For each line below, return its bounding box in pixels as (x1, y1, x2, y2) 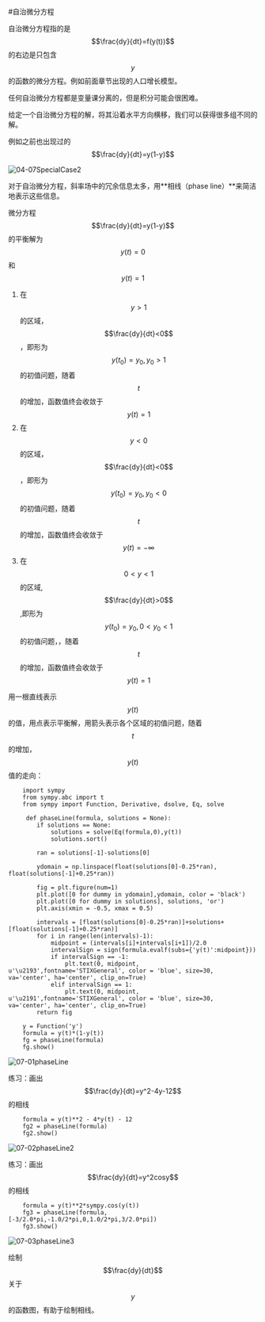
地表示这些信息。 (8, 191, 64, 201)
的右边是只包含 (8, 50, 57, 59)
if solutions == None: (36, 821, 112, 830)
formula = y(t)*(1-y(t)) (22, 1030, 104, 1037)
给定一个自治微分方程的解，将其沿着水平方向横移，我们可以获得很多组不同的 (8, 110, 258, 119)
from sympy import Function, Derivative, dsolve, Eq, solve (22, 800, 225, 808)
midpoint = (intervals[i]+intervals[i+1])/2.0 (50, 939, 207, 947)
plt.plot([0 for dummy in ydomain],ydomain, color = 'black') (36, 891, 246, 899)
